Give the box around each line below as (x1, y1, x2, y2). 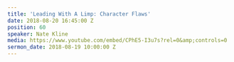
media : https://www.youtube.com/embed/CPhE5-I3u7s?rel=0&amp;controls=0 (7, 37, 228, 44)
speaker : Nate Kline (7, 30, 69, 38)
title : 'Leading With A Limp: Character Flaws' (7, 10, 151, 18)
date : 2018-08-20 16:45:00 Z (7, 17, 94, 24)
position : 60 (7, 24, 46, 31)
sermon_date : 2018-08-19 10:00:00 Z (7, 43, 116, 51)
